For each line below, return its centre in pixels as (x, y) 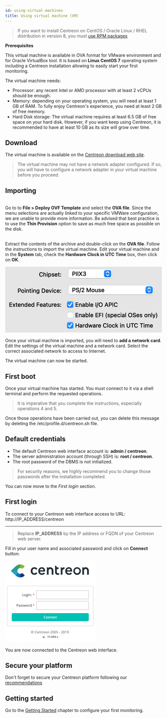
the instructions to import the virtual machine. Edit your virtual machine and (82, 249)
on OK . (12, 260)
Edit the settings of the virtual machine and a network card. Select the (77, 346)
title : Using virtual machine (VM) (42, 16)
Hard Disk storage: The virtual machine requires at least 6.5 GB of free (84, 116)
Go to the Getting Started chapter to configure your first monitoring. (75, 711)
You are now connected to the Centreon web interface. (61, 650)
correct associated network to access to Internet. (56, 351)
